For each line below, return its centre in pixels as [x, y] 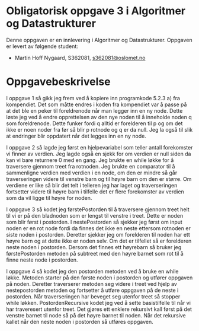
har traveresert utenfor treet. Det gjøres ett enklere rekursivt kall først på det [99, 309]
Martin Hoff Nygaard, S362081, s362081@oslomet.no [80, 58]
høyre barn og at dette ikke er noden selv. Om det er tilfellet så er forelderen [99, 241]
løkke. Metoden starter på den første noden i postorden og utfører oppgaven [99, 278]
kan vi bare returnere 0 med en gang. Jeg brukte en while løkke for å [90, 160]
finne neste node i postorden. [42, 260]
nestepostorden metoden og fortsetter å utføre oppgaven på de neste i [92, 290]
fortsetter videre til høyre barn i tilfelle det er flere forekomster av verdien [95, 192]
